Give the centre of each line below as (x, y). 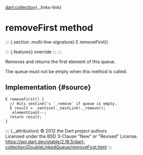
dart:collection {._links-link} (34, 7)
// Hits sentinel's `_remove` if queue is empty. (63, 104)
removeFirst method (49, 28)
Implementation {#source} (48, 88)
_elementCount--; (28, 112)
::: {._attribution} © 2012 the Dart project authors (56, 131)
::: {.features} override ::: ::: (34, 52)
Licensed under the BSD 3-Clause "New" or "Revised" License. (72, 136)
